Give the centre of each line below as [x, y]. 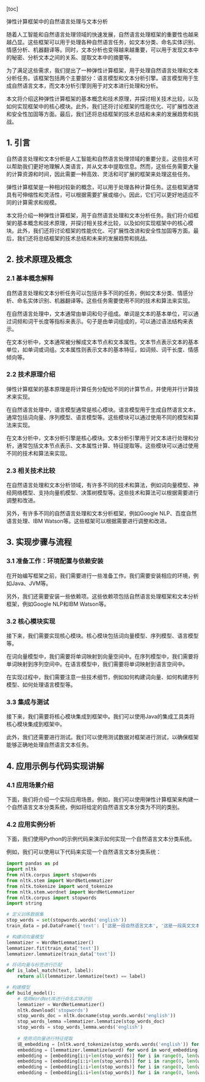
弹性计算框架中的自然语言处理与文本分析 [57, 21]
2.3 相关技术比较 [31, 471]
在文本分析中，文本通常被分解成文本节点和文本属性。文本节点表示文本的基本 [103, 341]
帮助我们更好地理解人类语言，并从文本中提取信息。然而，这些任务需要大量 [105, 166]
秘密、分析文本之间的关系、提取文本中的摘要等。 [73, 57]
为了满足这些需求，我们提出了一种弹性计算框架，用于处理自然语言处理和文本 [103, 70]
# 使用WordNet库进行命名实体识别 [55, 999]
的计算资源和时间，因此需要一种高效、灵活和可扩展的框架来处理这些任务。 [100, 174]
